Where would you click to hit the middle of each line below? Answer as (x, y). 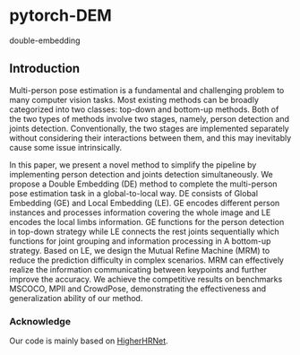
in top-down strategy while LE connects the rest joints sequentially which (144, 231)
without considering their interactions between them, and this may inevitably (150, 138)
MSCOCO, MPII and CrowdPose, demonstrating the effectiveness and (138, 289)
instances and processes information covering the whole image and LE (140, 212)
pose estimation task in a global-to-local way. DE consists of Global (133, 193)
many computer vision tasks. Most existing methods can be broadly (134, 100)
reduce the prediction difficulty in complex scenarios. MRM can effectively (147, 260)
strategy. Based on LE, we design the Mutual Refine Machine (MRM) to (140, 250)
